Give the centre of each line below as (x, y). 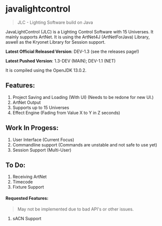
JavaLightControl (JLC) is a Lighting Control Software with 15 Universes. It (80, 32)
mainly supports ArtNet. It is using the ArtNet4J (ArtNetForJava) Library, (78, 37)
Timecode (23, 182)
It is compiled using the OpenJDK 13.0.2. (46, 70)
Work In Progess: (32, 128)
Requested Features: (27, 198)
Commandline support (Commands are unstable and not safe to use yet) (85, 145)
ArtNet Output (26, 102)
